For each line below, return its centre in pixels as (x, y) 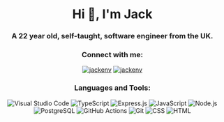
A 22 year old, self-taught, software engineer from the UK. (112, 36)
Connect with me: (112, 55)
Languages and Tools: (112, 88)
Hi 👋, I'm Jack (112, 14)
